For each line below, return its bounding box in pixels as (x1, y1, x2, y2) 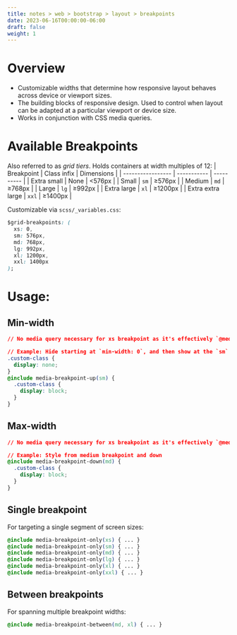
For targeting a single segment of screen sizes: (7, 523, 145, 531)
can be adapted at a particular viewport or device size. (17, 107, 177, 115)
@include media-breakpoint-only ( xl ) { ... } (7, 562, 140, 570)
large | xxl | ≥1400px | (7, 192, 72, 200)
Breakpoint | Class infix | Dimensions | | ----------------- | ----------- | (7, 169, 212, 178)
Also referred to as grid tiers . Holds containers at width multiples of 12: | (7, 162, 217, 170)
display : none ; (13, 361, 59, 368)
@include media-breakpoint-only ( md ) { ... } (7, 550, 140, 557)
